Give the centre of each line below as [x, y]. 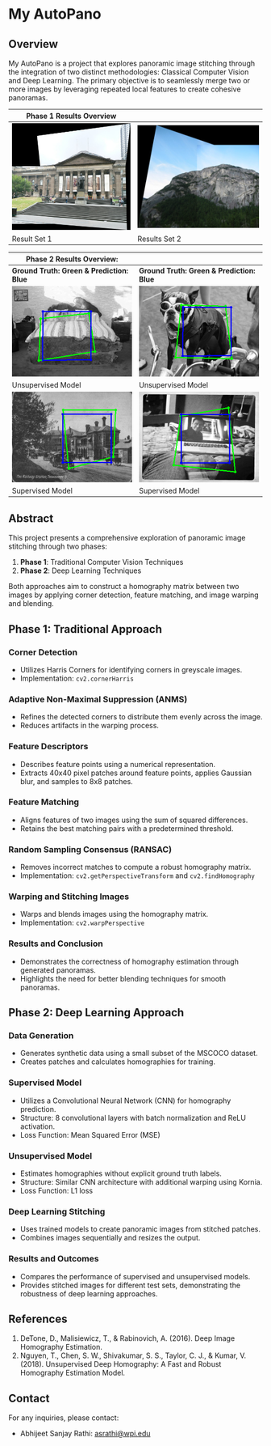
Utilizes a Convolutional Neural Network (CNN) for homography [125, 1100]
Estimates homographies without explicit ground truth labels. [121, 1173]
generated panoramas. [58, 970]
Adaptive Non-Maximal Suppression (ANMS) [98, 699]
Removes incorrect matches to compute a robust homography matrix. [135, 867]
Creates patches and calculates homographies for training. [118, 1062]
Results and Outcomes [54, 1259]
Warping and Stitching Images [69, 897]
